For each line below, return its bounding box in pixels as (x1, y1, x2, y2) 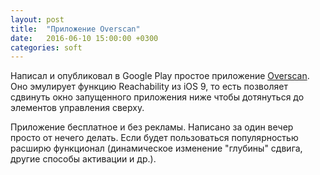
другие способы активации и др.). (10, 153, 157, 165)
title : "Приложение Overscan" (10, 24, 141, 34)
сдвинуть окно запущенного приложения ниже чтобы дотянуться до (10, 91, 305, 103)
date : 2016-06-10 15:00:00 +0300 (10, 33, 159, 43)
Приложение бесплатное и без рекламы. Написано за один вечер (10, 121, 294, 133)
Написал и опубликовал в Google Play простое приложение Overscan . (10, 70, 310, 82)
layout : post (10, 14, 65, 25)
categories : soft (10, 42, 83, 53)
